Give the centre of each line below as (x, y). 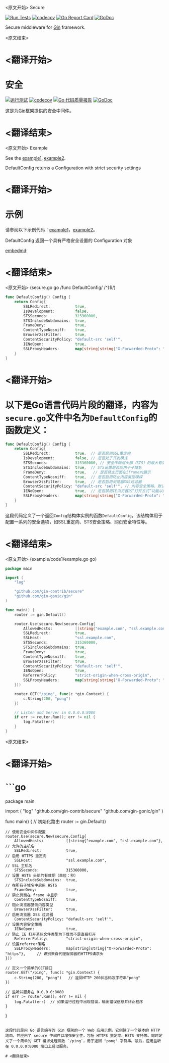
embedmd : (16, 251)
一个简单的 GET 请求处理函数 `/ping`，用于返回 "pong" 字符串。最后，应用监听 (87, 1041)
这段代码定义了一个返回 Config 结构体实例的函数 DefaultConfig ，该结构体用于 (84, 515)
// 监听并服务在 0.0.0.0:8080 (34, 992)
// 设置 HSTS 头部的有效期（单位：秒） (41, 876)
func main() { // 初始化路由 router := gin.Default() (56, 822)
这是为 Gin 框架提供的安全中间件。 (40, 111)
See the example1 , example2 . (35, 158)
